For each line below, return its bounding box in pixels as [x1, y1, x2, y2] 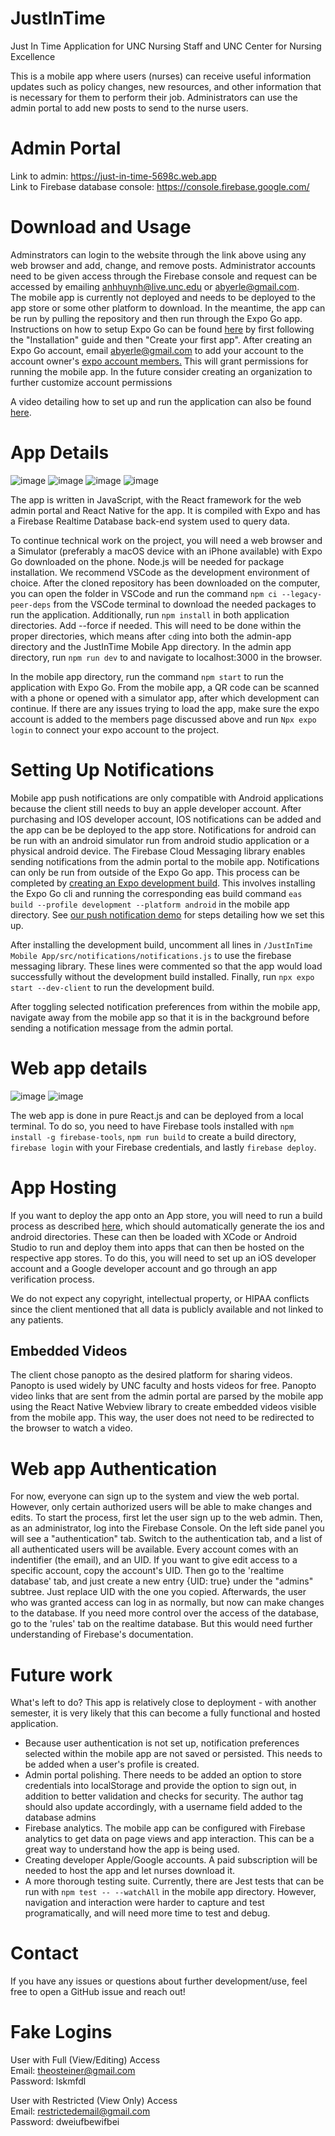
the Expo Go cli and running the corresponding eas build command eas [10, 887, 303, 899]
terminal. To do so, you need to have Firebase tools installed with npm [10, 1120, 294, 1132]
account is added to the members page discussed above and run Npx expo [10, 713, 317, 725]
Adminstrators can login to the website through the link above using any [10, 248, 307, 261]
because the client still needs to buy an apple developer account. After [10, 802, 302, 814]
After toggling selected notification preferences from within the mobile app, [10, 1000, 321, 1012]
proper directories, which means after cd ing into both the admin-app [10, 630, 292, 642]
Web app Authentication [10, 1457, 218, 1480]
